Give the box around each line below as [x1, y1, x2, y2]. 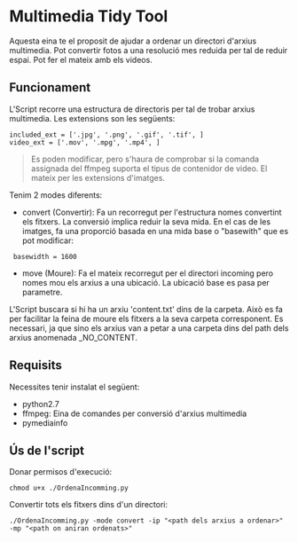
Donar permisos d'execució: [9, 467, 113, 477]
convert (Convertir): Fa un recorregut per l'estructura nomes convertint [21, 207, 282, 217]
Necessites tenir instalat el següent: [9, 381, 140, 392]
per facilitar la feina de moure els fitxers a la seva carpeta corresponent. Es [9, 313, 284, 324]
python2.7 [21, 398, 59, 409]
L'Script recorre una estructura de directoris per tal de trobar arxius [9, 104, 255, 114]
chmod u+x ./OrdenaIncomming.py [9, 483, 129, 493]
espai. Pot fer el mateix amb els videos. [9, 54, 153, 65]
